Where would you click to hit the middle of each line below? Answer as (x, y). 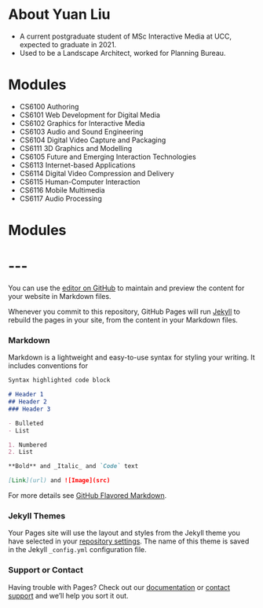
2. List (21, 452)
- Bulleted (26, 423)
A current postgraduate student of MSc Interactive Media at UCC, (126, 36)
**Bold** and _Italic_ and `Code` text (73, 466)
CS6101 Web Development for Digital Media (90, 115)
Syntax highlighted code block (59, 380)
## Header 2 (27, 402)
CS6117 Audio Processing (60, 198)
